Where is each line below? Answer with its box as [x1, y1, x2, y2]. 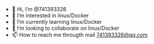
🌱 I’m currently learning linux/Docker [11, 18, 103, 25]
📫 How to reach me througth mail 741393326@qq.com [11, 32, 148, 38]
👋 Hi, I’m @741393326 [11, 6, 67, 12]
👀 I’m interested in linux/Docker [11, 12, 90, 19]
